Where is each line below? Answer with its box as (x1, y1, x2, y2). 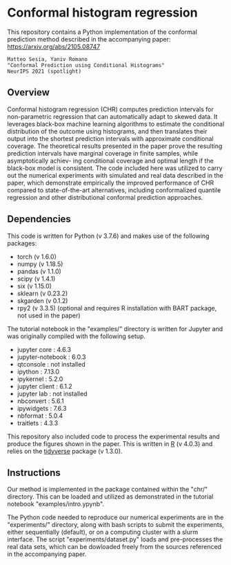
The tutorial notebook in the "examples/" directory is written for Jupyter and (7, 324, 223, 333)
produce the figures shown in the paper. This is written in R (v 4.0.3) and (7, 439, 213, 447)
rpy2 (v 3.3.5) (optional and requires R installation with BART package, (17, 304, 217, 312)
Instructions (7, 467, 61, 479)
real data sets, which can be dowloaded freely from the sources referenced (7, 543, 222, 551)
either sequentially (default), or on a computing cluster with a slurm (7, 528, 199, 537)
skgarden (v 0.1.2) (17, 296, 68, 305)
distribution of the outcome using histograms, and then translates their (7, 127, 208, 136)
